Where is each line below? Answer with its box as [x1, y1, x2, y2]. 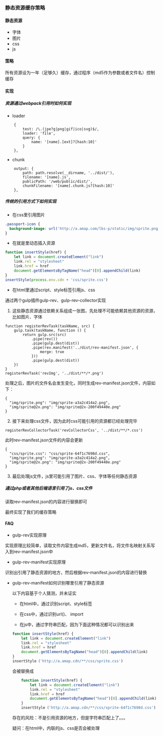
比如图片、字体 [12, 314, 42, 320]
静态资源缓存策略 [5, 4, 45, 11]
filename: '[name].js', [22, 175, 71, 179]
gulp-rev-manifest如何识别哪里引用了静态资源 [12, 580, 104, 585]
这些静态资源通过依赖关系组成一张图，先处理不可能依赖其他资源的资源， [12, 307, 158, 313]
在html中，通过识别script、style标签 [19, 601, 93, 607]
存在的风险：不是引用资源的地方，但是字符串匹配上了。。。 [12, 715, 128, 721]
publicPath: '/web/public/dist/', [22, 179, 93, 184]
